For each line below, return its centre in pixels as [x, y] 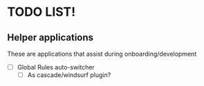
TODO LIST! [41, 12]
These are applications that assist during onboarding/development [102, 54]
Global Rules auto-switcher [56, 67]
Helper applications [50, 37]
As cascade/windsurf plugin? [69, 75]
